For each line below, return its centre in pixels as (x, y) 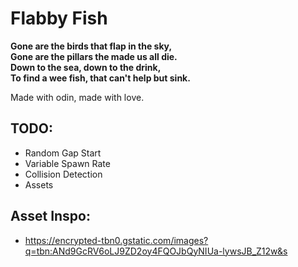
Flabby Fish (59, 18)
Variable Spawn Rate (67, 163)
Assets (39, 184)
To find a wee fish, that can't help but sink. (100, 78)
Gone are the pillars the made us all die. (94, 56)
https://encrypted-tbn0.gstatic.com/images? (116, 240)
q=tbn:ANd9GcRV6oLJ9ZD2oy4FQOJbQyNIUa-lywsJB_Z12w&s (156, 251)
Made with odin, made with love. (77, 97)
